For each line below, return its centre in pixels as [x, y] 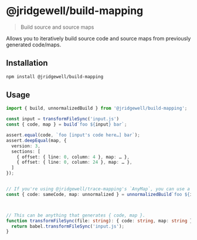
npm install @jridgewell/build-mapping [55, 77]
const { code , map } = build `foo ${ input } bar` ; [67, 124]
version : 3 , [26, 146]
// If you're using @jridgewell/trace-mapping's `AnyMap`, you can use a [98, 189]
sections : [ [26, 151]
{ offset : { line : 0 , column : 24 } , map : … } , [74, 163]
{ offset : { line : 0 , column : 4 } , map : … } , [73, 157]
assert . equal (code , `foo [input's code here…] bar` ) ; [73, 135]
